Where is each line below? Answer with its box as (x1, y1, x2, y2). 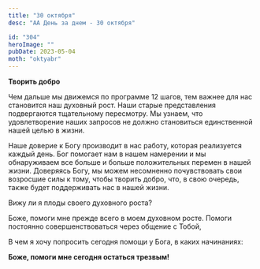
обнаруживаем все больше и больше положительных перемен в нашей (8, 158, 251, 166)
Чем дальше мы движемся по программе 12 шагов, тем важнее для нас (8, 92, 253, 101)
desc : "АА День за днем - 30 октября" (8, 19, 136, 27)
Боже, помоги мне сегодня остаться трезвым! (8, 252, 170, 261)
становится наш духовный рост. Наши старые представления (8, 100, 217, 110)
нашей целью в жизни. (8, 125, 85, 135)
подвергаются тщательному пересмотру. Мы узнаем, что (8, 109, 203, 118)
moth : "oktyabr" (8, 55, 61, 63)
